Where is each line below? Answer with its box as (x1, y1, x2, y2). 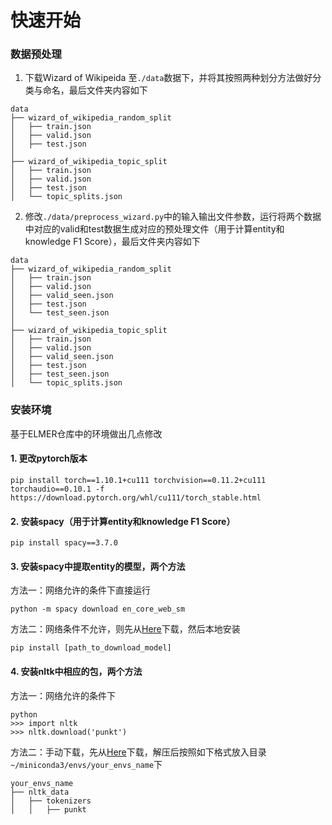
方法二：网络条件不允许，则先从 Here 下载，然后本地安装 (10, 623, 241, 635)
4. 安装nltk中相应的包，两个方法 (10, 665, 143, 677)
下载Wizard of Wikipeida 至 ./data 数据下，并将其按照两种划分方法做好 (24, 72, 313, 84)
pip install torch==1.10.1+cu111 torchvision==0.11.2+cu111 (10, 475, 267, 485)
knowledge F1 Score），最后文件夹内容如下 (24, 236, 201, 248)
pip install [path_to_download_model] (10, 643, 172, 653)
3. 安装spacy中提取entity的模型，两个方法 (10, 560, 186, 572)
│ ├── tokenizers (10, 796, 92, 806)
